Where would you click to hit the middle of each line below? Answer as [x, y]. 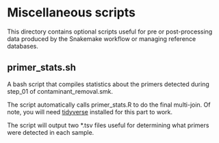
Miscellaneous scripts [71, 13]
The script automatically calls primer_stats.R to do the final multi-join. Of [109, 105]
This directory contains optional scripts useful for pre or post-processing [110, 31]
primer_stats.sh [42, 67]
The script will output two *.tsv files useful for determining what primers [108, 125]
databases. [23, 46]
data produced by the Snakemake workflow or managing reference [102, 38]
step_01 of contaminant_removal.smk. [60, 91]
